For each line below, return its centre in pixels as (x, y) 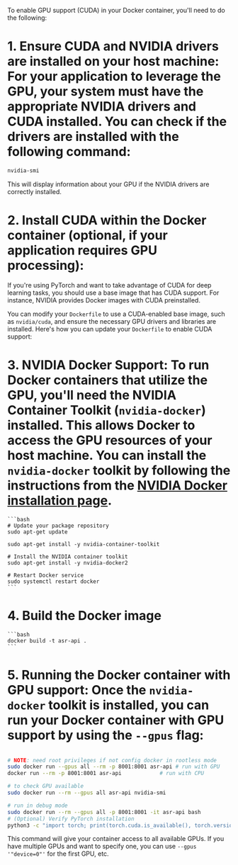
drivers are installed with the (93, 137)
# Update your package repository (58, 526)
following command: (69, 152)
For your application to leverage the (114, 77)
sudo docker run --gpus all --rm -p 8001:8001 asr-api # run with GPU (114, 767)
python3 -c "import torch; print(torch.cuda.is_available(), (100, 825)
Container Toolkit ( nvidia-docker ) (107, 410)
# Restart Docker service (45, 575)
